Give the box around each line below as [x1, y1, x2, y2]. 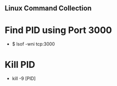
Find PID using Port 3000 [5, 24, 112, 36]
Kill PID [5, 59, 35, 70]
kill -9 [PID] [12, 75, 36, 81]
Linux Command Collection [5, 4, 92, 13]
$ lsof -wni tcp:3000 [12, 41, 55, 47]
